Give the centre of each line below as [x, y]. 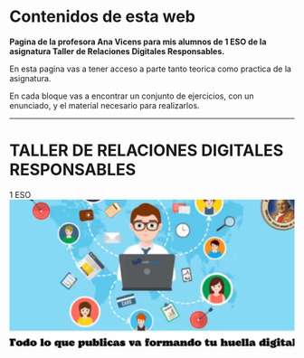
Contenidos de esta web [103, 17]
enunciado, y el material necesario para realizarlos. [105, 105]
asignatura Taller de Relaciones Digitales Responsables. [117, 51]
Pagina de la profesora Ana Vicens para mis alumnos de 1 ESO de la [138, 42]
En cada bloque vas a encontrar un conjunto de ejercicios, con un [132, 96]
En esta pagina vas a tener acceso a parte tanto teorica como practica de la [151, 69]
